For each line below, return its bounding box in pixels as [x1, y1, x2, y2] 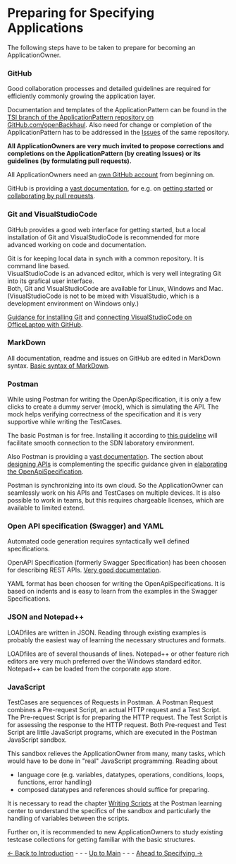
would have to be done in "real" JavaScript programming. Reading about [7, 757, 218, 765]
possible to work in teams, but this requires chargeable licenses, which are [7, 496, 224, 505]
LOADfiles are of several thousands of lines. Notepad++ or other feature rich [7, 649, 230, 658]
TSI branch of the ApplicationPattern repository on [7, 113, 154, 121]
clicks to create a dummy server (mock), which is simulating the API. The [7, 402, 219, 411]
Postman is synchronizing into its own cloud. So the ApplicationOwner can [7, 481, 223, 490]
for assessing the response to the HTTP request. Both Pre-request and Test [7, 721, 227, 729]
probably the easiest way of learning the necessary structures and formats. [7, 635, 226, 644]
